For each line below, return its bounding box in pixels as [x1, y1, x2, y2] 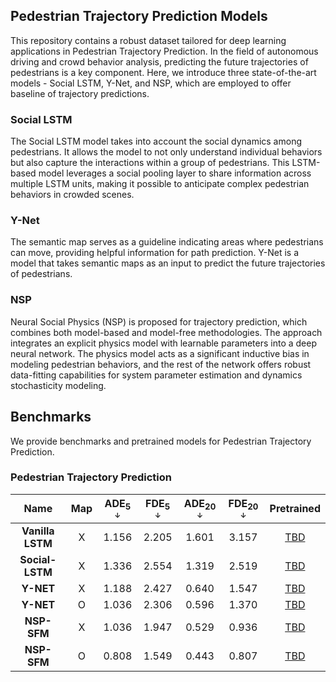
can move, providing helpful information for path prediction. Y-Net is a [10, 247, 299, 259]
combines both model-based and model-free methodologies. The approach [10, 326, 323, 338]
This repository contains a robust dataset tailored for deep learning [10, 34, 287, 46]
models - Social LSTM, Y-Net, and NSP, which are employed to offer [10, 77, 292, 89]
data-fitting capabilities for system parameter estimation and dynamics [10, 369, 303, 381]
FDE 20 [228, 496, 259, 512]
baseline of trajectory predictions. [10, 87, 150, 99]
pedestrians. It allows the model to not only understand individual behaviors [10, 146, 323, 158]
